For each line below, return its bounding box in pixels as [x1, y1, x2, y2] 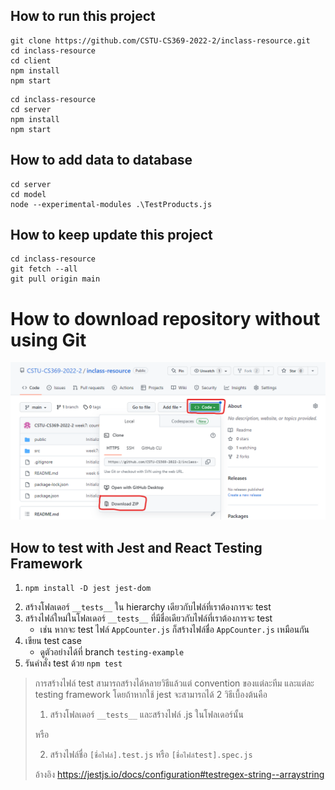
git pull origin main [10, 274, 101, 284]
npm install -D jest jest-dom [24, 584, 152, 594]
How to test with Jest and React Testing [10, 539, 263, 556]
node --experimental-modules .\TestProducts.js [10, 199, 213, 209]
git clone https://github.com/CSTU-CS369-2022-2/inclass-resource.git [10, 35, 311, 46]
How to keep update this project [10, 227, 213, 244]
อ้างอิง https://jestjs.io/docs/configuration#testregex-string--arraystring [34, 769, 325, 781]
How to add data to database [10, 152, 193, 169]
